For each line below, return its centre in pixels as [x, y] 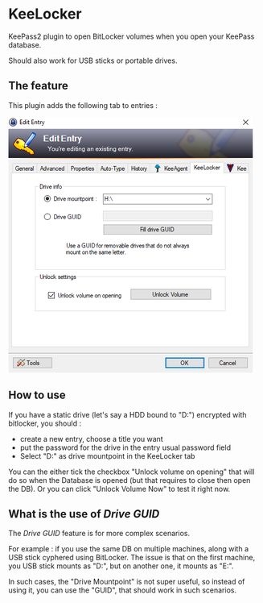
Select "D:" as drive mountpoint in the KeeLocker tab [107, 455]
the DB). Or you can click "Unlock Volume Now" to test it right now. [119, 489]
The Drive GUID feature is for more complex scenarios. [99, 534]
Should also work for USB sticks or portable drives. [93, 60]
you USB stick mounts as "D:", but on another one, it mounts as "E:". [121, 566]
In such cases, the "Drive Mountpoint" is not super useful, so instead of [127, 582]
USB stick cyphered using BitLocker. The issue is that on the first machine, [132, 558]
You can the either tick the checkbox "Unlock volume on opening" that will [131, 472]
